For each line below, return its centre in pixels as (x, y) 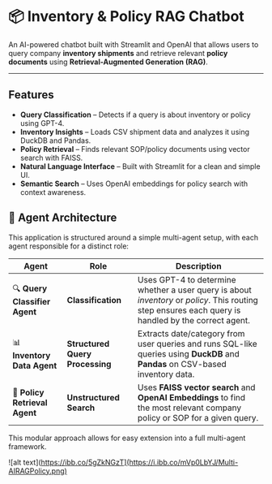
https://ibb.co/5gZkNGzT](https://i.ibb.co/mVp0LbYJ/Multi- (140, 462)
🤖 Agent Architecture (63, 218)
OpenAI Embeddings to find (191, 397)
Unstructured (93, 397)
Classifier (32, 302)
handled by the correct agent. (194, 320)
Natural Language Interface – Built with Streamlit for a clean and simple (140, 166)
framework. (28, 446)
